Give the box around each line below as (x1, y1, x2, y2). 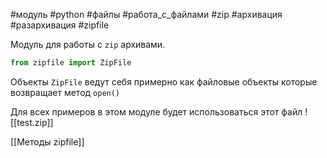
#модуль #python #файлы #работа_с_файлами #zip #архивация (10, 9, 283, 20)
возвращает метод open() (10, 86, 121, 98)
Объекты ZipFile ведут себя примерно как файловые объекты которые (10, 75, 318, 88)
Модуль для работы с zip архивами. (10, 39, 166, 50)
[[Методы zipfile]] (10, 135, 85, 148)
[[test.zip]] (10, 116, 54, 128)
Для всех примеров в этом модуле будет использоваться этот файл (10, 105, 303, 118)
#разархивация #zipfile (10, 19, 110, 31)
